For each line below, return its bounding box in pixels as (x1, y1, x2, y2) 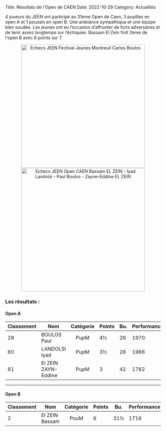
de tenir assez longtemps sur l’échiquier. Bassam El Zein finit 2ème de (5, 30, 148, 35)
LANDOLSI (41, 346, 66, 353)
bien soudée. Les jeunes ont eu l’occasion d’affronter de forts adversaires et (5, 24, 160, 30)
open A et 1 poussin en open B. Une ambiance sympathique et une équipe (5, 19, 156, 25)
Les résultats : (5, 298, 40, 305)
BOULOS (41, 331, 62, 338)
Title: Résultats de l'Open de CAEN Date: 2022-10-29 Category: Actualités (5, 4, 156, 10)
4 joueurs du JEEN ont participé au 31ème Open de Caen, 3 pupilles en (5, 14, 150, 19)
